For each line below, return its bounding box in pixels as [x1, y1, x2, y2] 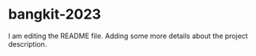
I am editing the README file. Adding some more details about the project [8, 31, 248, 40]
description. [8, 39, 47, 48]
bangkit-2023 [8, 5, 101, 23]
